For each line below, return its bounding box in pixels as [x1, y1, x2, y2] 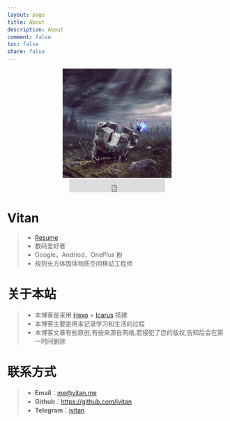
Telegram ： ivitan [34, 406, 85, 414]
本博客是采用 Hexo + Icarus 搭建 [34, 311, 128, 319]
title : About [7, 18, 45, 26]
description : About [7, 26, 64, 33]
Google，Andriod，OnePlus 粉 [34, 250, 123, 259]
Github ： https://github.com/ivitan [34, 397, 132, 406]
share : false [7, 48, 45, 55]
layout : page [7, 11, 45, 18]
